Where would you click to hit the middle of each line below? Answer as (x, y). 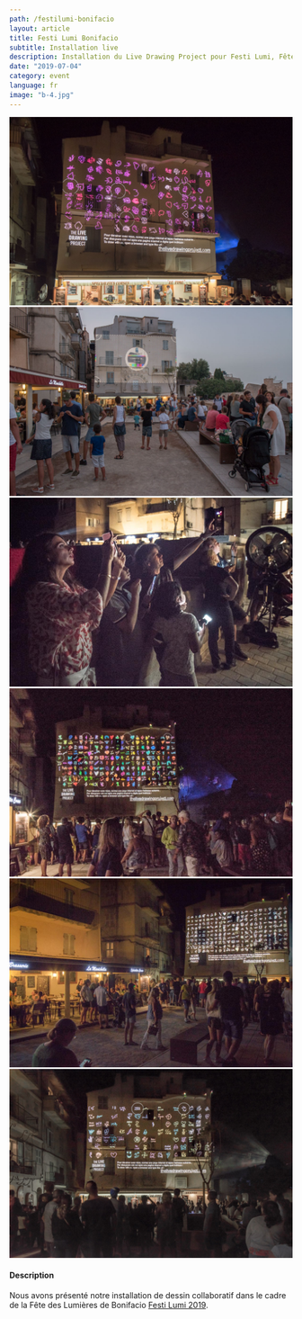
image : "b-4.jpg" (42, 94)
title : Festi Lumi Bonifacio (64, 38)
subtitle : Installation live (64, 48)
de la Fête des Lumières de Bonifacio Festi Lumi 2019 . (109, 1305)
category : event (40, 76)
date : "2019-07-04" (46, 67)
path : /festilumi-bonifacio (62, 19)
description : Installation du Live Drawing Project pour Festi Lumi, (142, 57)
